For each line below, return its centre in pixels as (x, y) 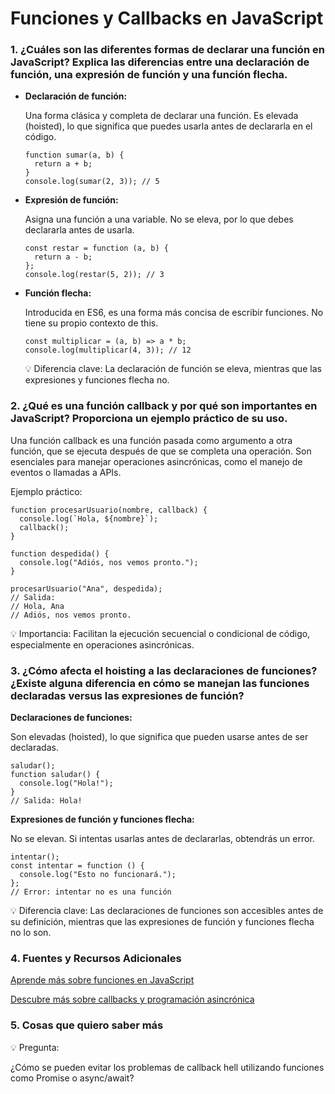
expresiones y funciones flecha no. (97, 380)
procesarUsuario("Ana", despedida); (86, 588)
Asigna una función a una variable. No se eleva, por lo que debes (159, 219)
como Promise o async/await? (72, 1078)
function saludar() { (55, 775)
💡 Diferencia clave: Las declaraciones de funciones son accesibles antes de (167, 911)
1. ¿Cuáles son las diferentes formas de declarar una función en (167, 50)
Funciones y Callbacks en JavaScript (167, 18)
